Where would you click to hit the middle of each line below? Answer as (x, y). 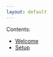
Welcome (27, 41)
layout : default (26, 12)
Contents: (18, 29)
